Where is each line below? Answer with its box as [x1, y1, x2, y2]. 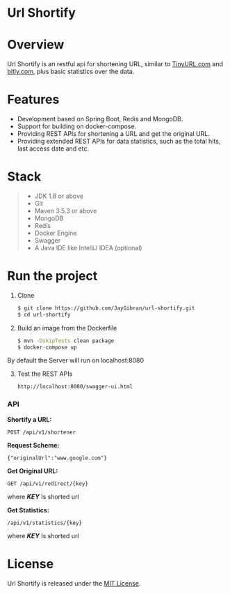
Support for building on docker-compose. [17, 122, 137, 130]
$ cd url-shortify [17, 311, 71, 318]
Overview [7, 37, 65, 53]
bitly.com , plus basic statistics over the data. [7, 68, 135, 76]
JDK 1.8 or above [34, 192, 83, 200]
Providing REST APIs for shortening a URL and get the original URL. [17, 130, 210, 138]
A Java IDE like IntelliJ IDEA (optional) [34, 244, 142, 252]
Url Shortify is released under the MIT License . [7, 579, 141, 587]
